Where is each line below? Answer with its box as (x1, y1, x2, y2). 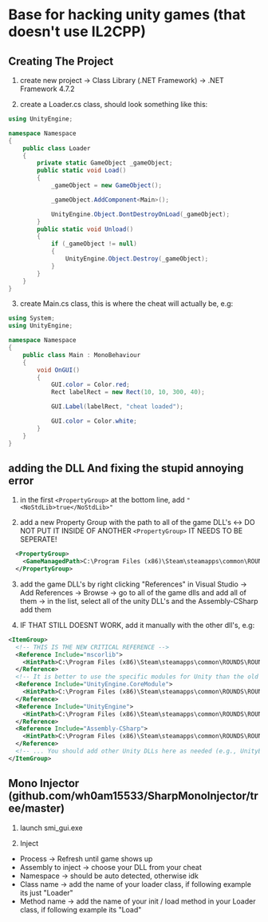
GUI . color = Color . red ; (50, 381, 130, 389)
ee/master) (8, 801, 65, 816)
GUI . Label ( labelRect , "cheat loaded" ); (50, 403, 183, 411)
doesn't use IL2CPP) (8, 22, 146, 41)
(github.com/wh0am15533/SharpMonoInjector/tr (8, 789, 259, 803)
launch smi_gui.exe (19, 823, 83, 833)
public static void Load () (37, 166, 127, 175)
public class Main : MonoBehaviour (22, 351, 141, 359)
